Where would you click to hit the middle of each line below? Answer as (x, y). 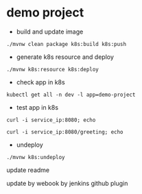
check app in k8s (41, 82)
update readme (28, 170)
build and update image (50, 32)
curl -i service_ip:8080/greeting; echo (65, 132)
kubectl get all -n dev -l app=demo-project (71, 95)
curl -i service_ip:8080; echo (51, 120)
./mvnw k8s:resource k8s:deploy (52, 69)
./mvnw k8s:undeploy (36, 157)
